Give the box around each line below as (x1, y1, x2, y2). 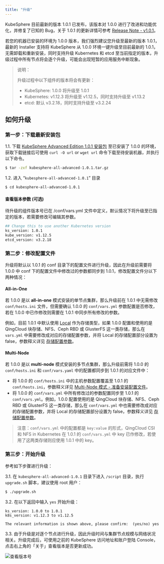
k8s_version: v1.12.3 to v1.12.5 (5, 513, 74, 518)
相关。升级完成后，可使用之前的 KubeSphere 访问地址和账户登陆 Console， (5, 537, 158, 542)
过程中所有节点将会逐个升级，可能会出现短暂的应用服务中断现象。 (9, 56, 143, 62)
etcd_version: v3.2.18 (5, 237, 52, 242)
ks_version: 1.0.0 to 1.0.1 (5, 509, 63, 513)
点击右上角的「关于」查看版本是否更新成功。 (5, 543, 96, 549)
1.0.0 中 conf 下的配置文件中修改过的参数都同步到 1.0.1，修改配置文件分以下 (5, 268, 157, 274)
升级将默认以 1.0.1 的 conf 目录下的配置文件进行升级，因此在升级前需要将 (5, 262, 152, 268)
